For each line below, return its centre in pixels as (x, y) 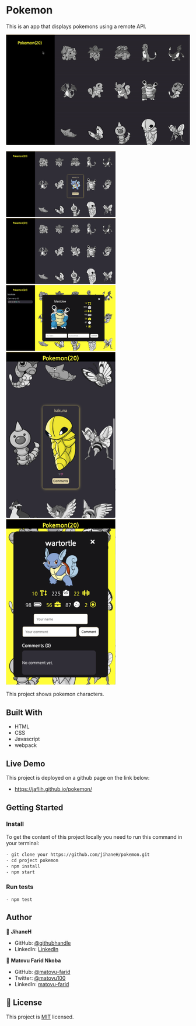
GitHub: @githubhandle (43, 943)
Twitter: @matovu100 (40, 978)
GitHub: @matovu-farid (42, 972)
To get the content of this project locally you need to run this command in (94, 836)
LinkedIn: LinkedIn (36, 949)
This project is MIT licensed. (40, 1017)
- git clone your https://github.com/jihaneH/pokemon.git (78, 855)
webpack (25, 745)
